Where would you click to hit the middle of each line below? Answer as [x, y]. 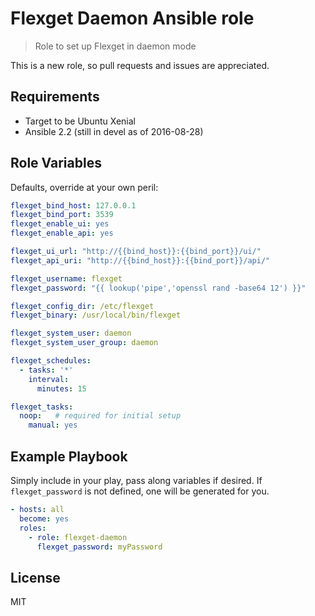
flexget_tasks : [42, 407]
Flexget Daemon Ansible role [132, 18]
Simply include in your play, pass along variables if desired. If [136, 480]
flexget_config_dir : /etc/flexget [82, 306]
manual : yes [53, 425]
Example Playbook [69, 456]
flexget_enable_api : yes [62, 233]
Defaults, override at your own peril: [84, 187]
